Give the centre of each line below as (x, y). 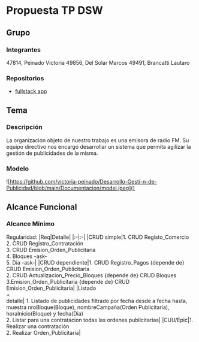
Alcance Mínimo (31, 224)
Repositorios (25, 78)
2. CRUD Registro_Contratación (45, 243)
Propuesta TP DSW (55, 10)
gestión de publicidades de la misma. (52, 153)
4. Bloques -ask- (27, 256)
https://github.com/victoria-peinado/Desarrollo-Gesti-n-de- (83, 182)
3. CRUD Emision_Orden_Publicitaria (51, 250)
